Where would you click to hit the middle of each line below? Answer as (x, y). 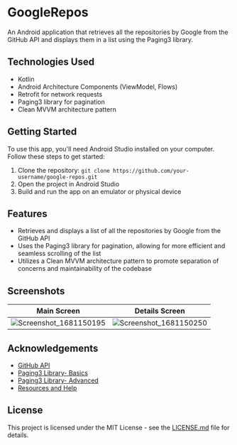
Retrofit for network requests (60, 94)
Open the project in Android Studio (68, 184)
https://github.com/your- (151, 171)
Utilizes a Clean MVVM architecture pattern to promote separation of (118, 261)
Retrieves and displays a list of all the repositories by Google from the (119, 231)
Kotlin (26, 79)
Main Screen (58, 311)
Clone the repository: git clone (64, 170)
